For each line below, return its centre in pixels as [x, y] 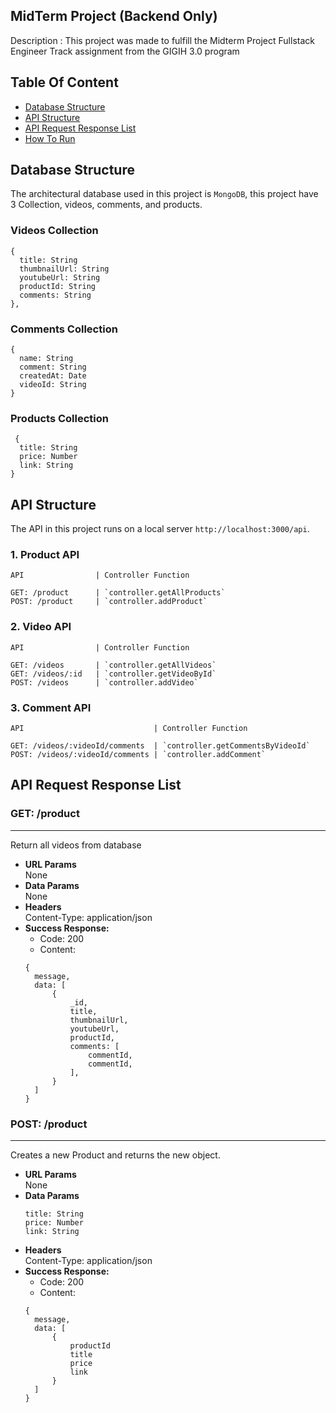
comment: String [53, 367]
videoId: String [53, 385]
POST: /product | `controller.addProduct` [109, 602]
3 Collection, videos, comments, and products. [106, 205]
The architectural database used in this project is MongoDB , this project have [164, 194]
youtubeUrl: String [60, 277]
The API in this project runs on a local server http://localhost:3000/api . [160, 529]
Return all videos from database [76, 845]
